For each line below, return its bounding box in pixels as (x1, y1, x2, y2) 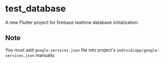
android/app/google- (116, 48, 159, 53)
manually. (36, 52, 56, 58)
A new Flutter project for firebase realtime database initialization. (5, 19, 139, 25)
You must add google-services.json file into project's (5, 47, 116, 53)
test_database (5, 3, 66, 14)
